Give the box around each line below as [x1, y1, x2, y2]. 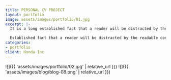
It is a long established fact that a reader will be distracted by [10, 26, 158, 31]
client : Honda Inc [5, 49, 44, 55]
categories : [5, 40, 31, 46]
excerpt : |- [5, 21, 31, 27]
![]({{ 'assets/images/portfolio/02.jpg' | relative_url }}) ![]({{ [5, 63, 129, 69]
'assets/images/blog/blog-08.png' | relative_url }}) [5, 69, 111, 75]
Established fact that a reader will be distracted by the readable [10, 35, 158, 41]
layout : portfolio [5, 12, 44, 17]
